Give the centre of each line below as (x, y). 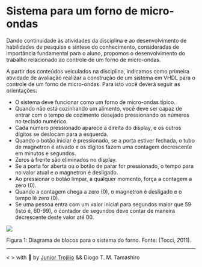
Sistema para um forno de (72, 11)
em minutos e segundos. (45, 153)
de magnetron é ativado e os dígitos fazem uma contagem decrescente (103, 147)
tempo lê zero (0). (37, 198)
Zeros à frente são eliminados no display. (66, 159)
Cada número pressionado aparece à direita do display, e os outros (98, 127)
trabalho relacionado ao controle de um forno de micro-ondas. (84, 60)
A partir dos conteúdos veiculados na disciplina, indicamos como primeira (98, 71)
